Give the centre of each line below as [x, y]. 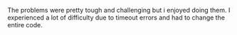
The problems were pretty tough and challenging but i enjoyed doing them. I [119, 10]
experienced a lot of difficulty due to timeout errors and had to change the [116, 17]
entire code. [25, 25]
